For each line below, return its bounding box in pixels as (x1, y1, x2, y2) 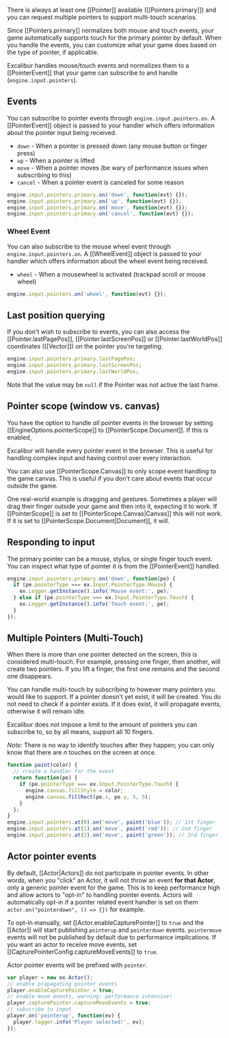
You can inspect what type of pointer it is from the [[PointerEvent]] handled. (7, 561, 221, 570)
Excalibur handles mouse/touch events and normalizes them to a (7, 62, 189, 69)
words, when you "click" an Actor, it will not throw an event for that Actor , (7, 876, 215, 884)
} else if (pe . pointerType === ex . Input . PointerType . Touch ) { (13, 594, 194, 601)
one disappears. (7, 672, 53, 681)
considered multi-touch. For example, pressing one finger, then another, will (7, 657, 221, 666)
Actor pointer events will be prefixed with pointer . (7, 961, 148, 969)
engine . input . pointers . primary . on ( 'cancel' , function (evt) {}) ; (7, 210, 194, 218)
